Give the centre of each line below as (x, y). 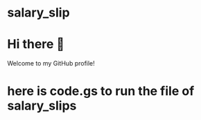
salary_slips (42, 106)
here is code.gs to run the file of (101, 91)
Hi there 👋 (36, 44)
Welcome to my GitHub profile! (51, 63)
